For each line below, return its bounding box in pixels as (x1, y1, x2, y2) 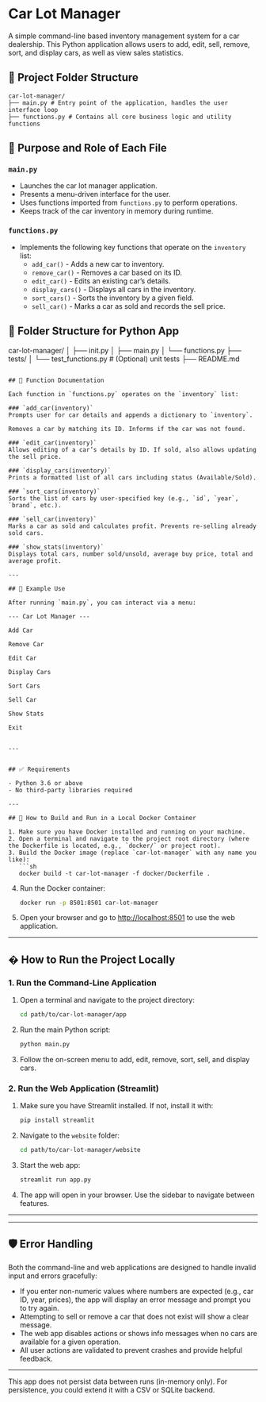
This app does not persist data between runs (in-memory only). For (8, 1377, 228, 1386)
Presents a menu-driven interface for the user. (19, 190, 171, 199)
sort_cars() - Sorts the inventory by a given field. (31, 293, 194, 302)
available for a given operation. (19, 1337, 121, 1346)
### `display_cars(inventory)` (8, 466, 112, 475)
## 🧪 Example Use (8, 584, 66, 592)
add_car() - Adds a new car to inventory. (31, 259, 165, 268)
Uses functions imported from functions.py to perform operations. (19, 198, 237, 207)
